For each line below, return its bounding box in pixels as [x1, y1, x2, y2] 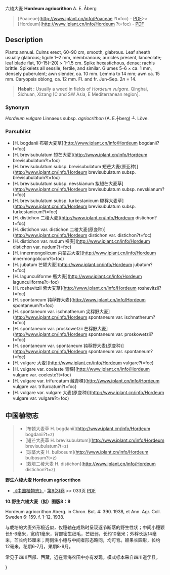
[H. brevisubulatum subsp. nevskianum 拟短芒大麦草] [12, 180, 124, 187]
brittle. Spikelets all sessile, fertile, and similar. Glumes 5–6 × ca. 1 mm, [5, 65, 152, 71]
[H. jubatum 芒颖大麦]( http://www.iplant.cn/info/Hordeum [12, 261, 133, 268]
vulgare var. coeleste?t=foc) [12, 372, 72, 378]
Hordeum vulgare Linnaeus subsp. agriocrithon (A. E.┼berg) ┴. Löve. [5, 116, 149, 122]
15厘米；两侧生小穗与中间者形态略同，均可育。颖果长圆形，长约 [27, 537, 160, 543]
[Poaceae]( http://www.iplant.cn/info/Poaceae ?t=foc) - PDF [17, 16, 142, 21]
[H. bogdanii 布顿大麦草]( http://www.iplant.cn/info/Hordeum [12, 140, 138, 146]
